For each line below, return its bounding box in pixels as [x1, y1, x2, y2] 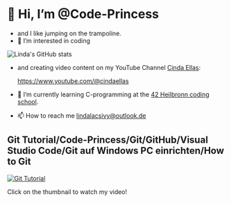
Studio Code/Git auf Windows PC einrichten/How [7, 145, 224, 157]
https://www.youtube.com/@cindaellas [17, 76, 130, 85]
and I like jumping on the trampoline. [17, 29, 121, 37]
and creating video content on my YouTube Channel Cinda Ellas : [17, 63, 201, 71]
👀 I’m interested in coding [17, 36, 91, 44]
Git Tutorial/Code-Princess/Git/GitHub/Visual [7, 134, 208, 146]
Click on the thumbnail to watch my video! [7, 187, 128, 196]
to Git [7, 156, 31, 168]
